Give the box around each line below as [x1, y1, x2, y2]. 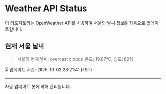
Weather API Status [5, 3, 87, 14]
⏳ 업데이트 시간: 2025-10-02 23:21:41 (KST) [5, 66, 92, 72]
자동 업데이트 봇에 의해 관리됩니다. [5, 83, 71, 89]
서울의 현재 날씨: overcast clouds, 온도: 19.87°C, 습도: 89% [17, 56, 134, 62]
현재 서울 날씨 [5, 42, 44, 50]
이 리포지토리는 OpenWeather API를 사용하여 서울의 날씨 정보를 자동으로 [5, 20, 146, 26]
